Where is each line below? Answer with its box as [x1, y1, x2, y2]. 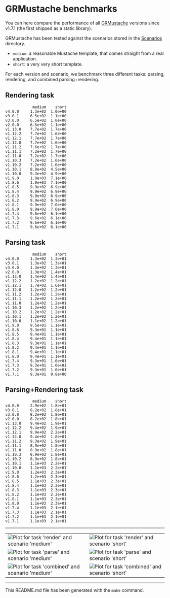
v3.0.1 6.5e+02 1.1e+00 [5, 113, 67, 118]
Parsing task [5, 238, 46, 247]
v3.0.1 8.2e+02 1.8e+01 [5, 408, 67, 413]
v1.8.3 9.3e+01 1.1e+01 [5, 341, 67, 346]
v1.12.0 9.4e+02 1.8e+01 [5, 435, 67, 440]
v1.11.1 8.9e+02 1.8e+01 [5, 443, 67, 448]
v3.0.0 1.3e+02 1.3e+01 [5, 265, 67, 270]
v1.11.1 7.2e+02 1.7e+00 [5, 149, 67, 154]
